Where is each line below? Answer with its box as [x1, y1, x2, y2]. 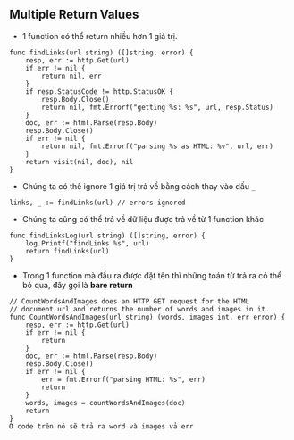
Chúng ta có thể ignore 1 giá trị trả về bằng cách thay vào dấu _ [21, 180, 256, 191]
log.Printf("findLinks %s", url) [25, 238, 150, 248]
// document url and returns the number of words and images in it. [9, 304, 270, 313]
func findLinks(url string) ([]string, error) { [9, 48, 194, 57]
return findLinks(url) [25, 246, 110, 255]
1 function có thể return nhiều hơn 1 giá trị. [21, 30, 178, 41]
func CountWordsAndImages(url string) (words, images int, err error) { [9, 312, 286, 321]
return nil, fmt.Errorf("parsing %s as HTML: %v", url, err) [41, 142, 274, 151]
